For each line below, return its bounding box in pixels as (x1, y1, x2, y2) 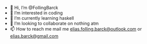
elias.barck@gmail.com (10, 33, 59, 39)
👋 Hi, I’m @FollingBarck (10, 5, 59, 10)
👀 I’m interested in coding (10, 10, 63, 16)
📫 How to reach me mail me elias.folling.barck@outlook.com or (10, 26, 142, 32)
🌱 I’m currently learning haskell (10, 15, 74, 21)
